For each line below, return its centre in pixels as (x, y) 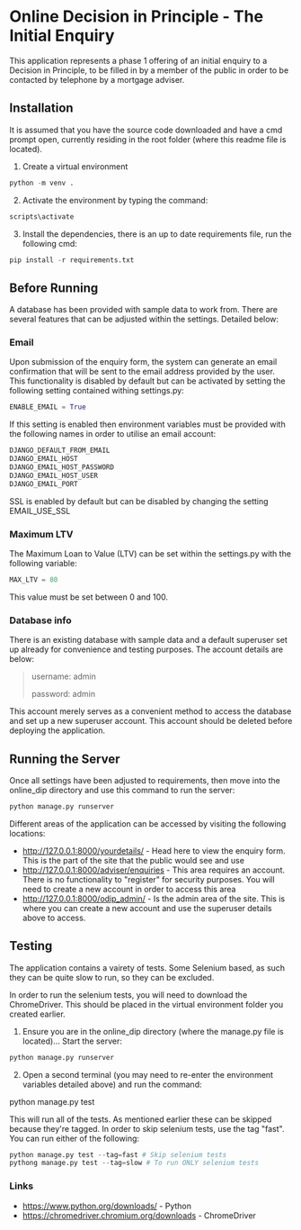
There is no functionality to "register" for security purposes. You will (149, 879)
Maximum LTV (41, 534)
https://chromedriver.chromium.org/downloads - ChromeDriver (139, 1215)
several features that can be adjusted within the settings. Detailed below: (144, 319)
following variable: (44, 564)
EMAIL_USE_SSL (40, 511)
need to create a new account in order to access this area (129, 889)
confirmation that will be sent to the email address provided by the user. (142, 372)
